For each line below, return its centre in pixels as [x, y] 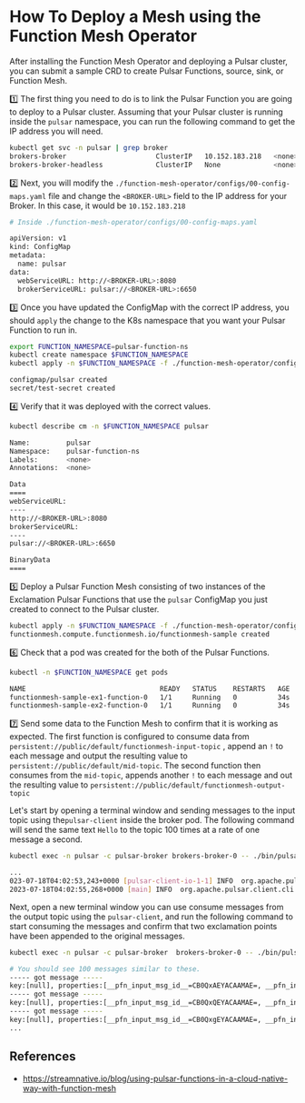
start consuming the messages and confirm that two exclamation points [143, 926]
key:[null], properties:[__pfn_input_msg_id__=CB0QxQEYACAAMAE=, [135, 1003]
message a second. [46, 839]
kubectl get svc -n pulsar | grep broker [89, 147]
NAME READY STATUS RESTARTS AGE [150, 688]
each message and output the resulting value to [98, 756]
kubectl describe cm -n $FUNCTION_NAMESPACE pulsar [109, 426]
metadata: [28, 256]
